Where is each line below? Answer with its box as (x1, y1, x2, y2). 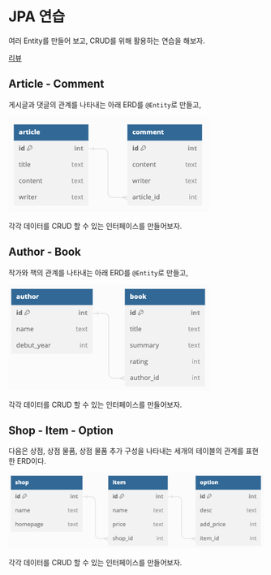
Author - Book (8, 245, 81, 259)
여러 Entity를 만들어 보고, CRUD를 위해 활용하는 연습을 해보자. (8, 36, 205, 45)
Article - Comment (8, 77, 105, 91)
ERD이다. (16, 456, 47, 466)
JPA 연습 (8, 7, 66, 26)
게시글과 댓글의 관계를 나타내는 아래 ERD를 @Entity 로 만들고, (8, 99, 201, 110)
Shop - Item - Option (8, 423, 114, 437)
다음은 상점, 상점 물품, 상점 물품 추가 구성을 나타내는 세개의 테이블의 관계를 (8, 446, 244, 456)
